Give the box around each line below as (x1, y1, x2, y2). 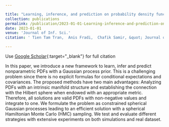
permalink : (5, 21, 28, 26)
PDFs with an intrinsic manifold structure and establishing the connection (5, 84, 157, 90)
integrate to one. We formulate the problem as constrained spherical (5, 100, 147, 106)
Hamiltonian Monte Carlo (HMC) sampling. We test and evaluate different (5, 111, 156, 117)
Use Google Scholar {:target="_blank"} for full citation (5, 53, 116, 59)
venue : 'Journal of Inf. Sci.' (5, 31, 71, 36)
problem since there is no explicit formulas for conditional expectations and (5, 74, 161, 79)
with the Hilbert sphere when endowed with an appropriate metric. (5, 90, 143, 95)
